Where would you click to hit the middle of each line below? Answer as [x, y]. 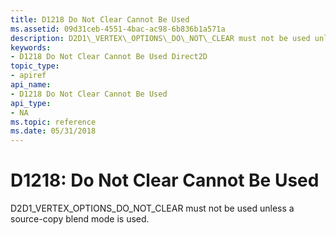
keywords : [31, 47]
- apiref [28, 76]
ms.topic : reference [53, 122]
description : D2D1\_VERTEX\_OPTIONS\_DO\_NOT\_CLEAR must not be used [160, 38]
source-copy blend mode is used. [80, 219]
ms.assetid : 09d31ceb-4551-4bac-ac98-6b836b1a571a [118, 29]
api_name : [31, 85]
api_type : [31, 103]
